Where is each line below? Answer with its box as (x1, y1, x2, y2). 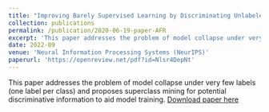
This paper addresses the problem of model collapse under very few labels (8, 77, 256, 87)
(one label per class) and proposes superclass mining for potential (8, 86, 227, 95)
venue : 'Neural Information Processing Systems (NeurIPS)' (8, 48, 210, 56)
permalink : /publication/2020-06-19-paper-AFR (8, 26, 167, 34)
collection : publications (8, 19, 94, 27)
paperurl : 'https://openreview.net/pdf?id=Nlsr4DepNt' (8, 56, 195, 64)
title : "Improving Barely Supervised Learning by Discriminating (8, 11, 231, 20)
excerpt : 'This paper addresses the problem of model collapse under (8, 33, 246, 42)
